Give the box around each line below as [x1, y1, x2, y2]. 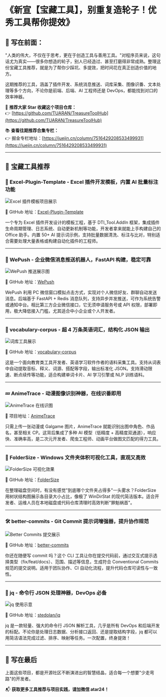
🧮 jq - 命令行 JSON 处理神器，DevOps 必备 [5, 590, 107, 596]
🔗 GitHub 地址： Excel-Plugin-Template [5, 209, 84, 214]
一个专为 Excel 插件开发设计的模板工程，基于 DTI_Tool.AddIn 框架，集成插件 [5, 219, 160, 225]
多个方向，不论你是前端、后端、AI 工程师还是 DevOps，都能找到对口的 [13, 88, 158, 93]
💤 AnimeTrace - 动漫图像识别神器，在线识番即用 [5, 390, 122, 397]
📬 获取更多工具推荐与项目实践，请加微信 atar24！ [5, 687, 109, 693]
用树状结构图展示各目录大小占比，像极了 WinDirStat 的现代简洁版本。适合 [5, 493, 155, 499]
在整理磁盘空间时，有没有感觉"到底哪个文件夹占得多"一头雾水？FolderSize [5, 487, 157, 493]
